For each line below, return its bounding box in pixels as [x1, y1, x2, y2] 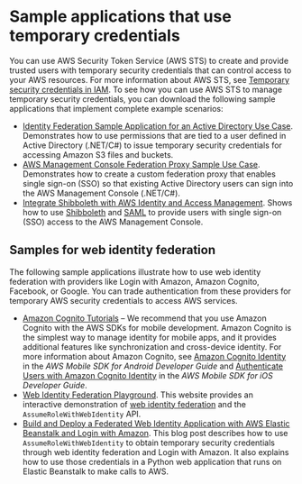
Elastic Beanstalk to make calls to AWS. [22, 466, 169, 477]
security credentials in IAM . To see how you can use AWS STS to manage [9, 84, 282, 95]
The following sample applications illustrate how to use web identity [9, 266, 261, 277]
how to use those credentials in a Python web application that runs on [22, 456, 282, 467]
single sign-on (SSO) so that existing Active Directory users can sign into [22, 178, 294, 188]
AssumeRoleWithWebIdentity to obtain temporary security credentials [22, 437, 275, 448]
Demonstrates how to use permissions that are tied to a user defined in [22, 130, 287, 141]
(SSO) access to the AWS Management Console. [22, 216, 204, 227]
